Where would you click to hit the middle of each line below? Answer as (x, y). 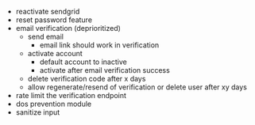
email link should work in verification (99, 45)
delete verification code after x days (87, 79)
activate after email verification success (105, 70)
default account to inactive (83, 62)
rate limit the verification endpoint (71, 95)
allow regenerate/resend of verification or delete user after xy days (137, 87)
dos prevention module (54, 104)
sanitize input (38, 112)
